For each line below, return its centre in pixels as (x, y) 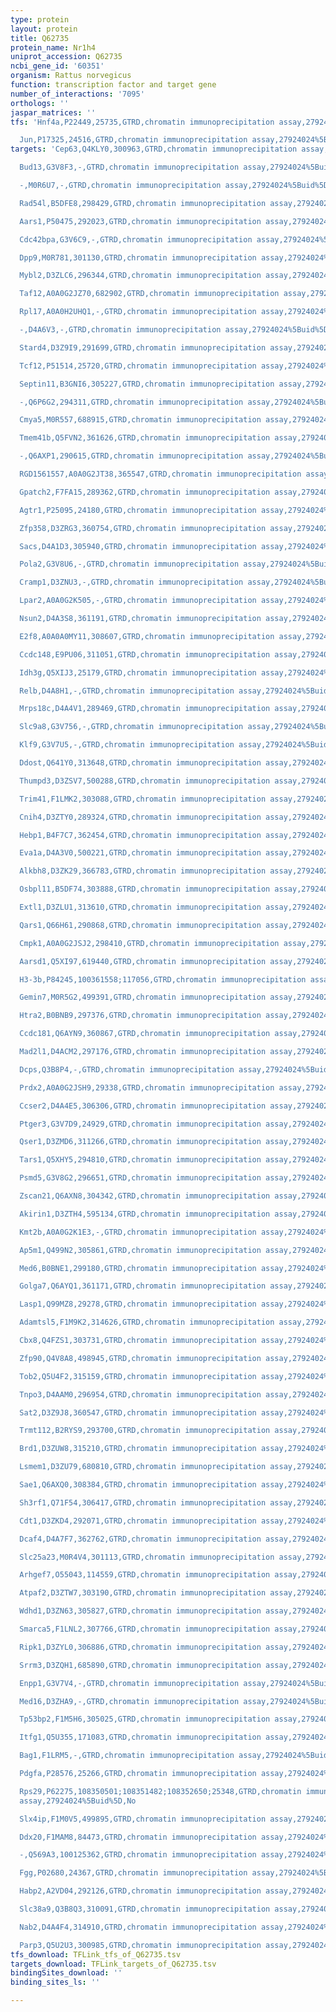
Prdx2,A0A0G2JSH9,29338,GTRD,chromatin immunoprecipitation (147, 1087)
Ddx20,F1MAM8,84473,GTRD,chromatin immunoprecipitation (138, 1837)
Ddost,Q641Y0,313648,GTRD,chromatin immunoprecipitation (140, 763)
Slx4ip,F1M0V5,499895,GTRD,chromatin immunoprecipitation (143, 1819)
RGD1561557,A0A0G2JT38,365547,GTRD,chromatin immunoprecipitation (160, 474)
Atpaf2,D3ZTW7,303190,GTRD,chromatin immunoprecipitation (143, 1593)
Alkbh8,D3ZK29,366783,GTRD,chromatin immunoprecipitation (143, 871)
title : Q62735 (40, 38)
